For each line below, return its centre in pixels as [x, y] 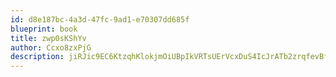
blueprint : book [44, 29]
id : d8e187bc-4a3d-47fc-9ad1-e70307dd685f [100, 19]
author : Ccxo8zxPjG [51, 47]
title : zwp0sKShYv [48, 38]
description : [37, 57]
